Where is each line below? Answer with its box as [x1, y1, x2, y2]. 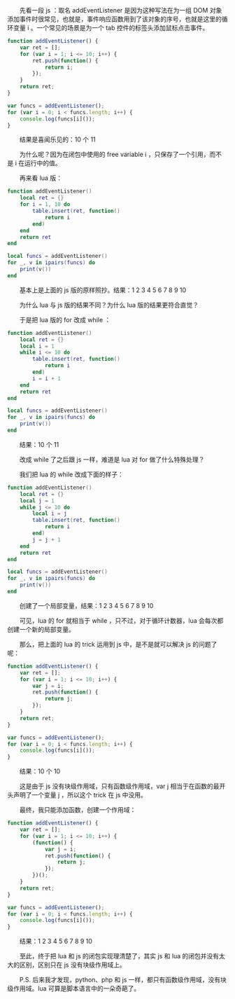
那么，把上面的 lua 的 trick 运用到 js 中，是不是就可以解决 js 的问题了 [19, 640, 218, 648]
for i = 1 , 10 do [20, 201, 71, 208]
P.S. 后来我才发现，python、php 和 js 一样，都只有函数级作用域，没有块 [19, 976, 227, 984]
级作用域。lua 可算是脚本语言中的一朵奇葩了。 [7, 984, 141, 993]
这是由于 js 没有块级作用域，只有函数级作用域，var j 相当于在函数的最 [19, 782, 220, 790]
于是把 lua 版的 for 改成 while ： [19, 315, 111, 324]
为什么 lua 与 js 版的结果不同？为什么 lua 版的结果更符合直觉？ [19, 301, 199, 309]
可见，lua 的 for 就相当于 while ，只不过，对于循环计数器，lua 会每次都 [19, 616, 224, 625]
